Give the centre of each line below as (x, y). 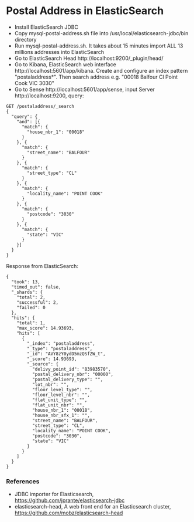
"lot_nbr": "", (50, 384)
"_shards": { (27, 292)
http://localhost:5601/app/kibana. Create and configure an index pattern (101, 70)
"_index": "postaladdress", (61, 343)
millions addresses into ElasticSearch (59, 52)
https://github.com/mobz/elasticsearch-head (69, 513)
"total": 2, (31, 297)
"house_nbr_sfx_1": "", (61, 415)
